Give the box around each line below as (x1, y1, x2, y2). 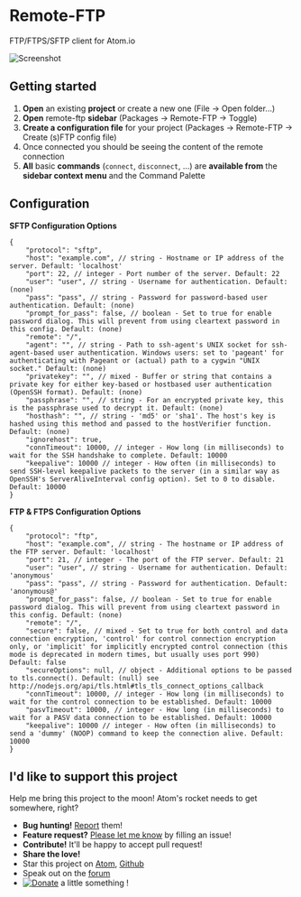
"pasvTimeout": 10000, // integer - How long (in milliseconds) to (25, 705, 284, 714)
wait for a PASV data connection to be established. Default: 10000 (9, 713, 272, 722)
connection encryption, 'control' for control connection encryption (9, 633, 277, 643)
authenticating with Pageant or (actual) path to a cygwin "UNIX (9, 356, 260, 365)
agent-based (9, 348, 54, 357)
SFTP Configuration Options (9, 220, 117, 231)
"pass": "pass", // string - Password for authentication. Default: (25, 578, 288, 587)
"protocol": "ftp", (25, 532, 99, 541)
